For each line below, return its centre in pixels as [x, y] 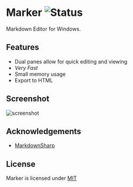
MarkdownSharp [35, 146]
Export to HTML [34, 80]
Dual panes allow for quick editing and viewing [71, 61]
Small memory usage [40, 74]
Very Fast [26, 68]
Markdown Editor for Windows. [43, 29]
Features [23, 47]
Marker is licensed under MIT [42, 178]
